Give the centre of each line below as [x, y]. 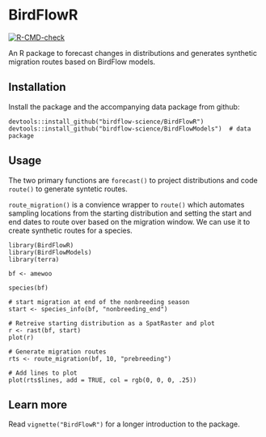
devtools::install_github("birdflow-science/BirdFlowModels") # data [130, 129]
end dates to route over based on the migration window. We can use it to [129, 221]
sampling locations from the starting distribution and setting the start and [130, 213]
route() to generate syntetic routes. [68, 189]
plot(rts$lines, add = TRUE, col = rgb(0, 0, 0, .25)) [103, 380]
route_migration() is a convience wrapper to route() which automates [127, 204]
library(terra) [34, 259]
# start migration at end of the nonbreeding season [99, 302]
